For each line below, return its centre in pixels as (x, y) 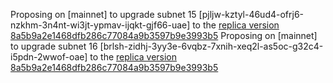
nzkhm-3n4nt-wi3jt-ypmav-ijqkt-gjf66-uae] (100, 25)
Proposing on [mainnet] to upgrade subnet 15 (103, 14)
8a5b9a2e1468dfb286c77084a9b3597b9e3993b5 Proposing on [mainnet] (164, 35)
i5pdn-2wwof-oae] (49, 57)
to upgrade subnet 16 (54, 46)
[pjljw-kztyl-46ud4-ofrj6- (251, 14)
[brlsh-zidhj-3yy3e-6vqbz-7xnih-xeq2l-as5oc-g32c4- (211, 46)
